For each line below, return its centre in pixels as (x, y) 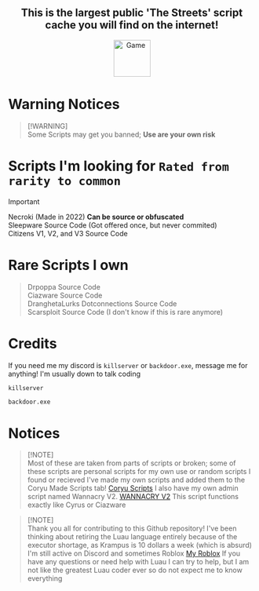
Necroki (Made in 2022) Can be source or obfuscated (96, 217)
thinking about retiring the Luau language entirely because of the (132, 537)
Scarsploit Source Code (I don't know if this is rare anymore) (125, 312)
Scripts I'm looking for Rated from (119, 166)
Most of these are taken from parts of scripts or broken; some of (132, 463)
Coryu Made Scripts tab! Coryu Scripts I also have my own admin (133, 488)
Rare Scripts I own (68, 265)
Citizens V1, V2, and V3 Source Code (68, 233)
